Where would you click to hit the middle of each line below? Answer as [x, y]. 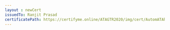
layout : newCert [23, 10]
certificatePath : [23, 19]
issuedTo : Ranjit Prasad [31, 15]
